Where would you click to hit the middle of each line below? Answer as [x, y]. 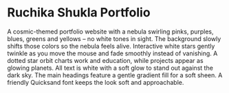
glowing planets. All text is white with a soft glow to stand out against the [110, 68]
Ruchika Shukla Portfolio [79, 13]
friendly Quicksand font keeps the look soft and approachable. [96, 82]
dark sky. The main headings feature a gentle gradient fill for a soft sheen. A [115, 75]
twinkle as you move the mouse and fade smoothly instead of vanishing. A [112, 53]
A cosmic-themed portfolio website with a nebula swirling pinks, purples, [111, 31]
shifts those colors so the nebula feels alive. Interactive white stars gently [111, 46]
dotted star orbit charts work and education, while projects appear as [106, 60]
